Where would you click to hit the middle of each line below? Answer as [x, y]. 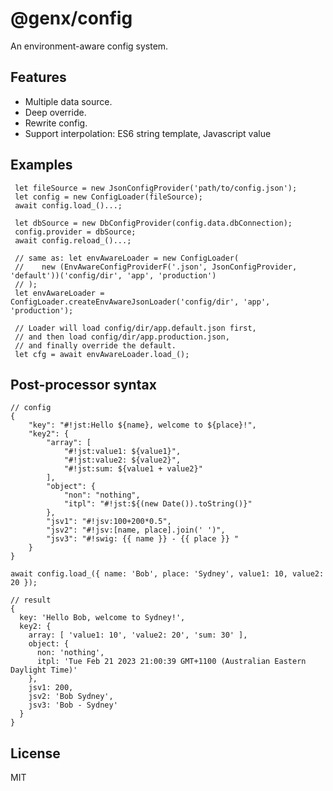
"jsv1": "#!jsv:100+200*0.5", [109, 522]
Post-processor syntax [83, 384]
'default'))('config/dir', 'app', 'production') [113, 275]
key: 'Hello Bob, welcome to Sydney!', [102, 618]
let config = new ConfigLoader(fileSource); [108, 197]
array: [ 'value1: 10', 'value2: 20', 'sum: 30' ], [138, 635]
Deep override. [55, 112]
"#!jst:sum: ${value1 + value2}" [133, 469]
